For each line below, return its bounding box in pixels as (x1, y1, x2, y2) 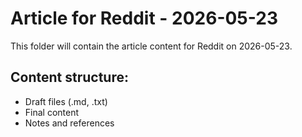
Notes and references (24, 117, 115, 129)
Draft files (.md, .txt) (24, 95, 108, 107)
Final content (24, 106, 80, 118)
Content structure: (10, 69, 129, 86)
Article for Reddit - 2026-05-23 (10, 7, 278, 30)
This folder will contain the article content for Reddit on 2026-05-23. (10, 40, 293, 52)
